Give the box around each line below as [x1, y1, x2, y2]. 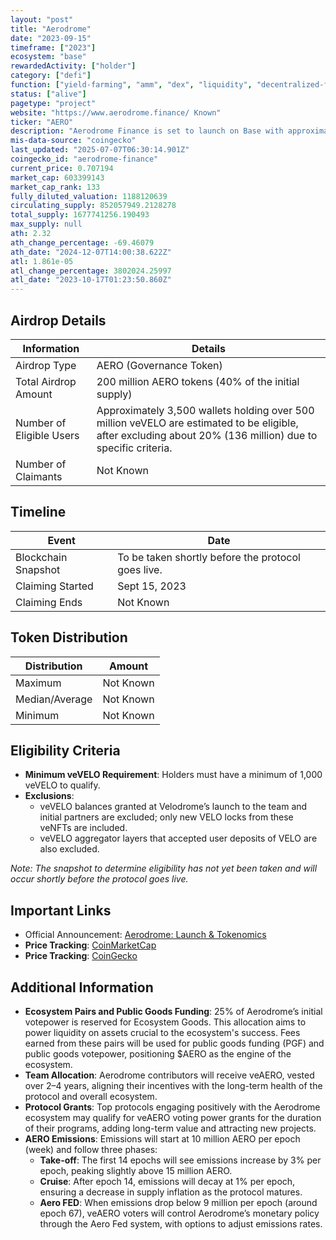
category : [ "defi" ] [10, 71, 92, 81]
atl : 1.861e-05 [10, 256, 74, 266]
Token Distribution [10, 629, 128, 646]
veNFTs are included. [39, 822, 128, 834]
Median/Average [15, 692, 93, 706]
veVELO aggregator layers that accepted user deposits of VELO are [39, 832, 318, 845]
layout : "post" [10, 14, 74, 25]
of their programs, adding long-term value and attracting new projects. [24, 1122, 317, 1134]
